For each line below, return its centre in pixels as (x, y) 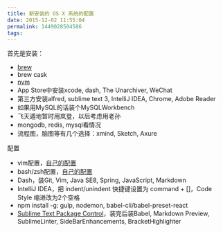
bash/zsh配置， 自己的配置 (55, 172)
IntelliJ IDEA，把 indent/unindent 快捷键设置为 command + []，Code (115, 189)
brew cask (32, 75)
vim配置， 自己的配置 (47, 163)
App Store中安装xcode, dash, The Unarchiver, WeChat (95, 90)
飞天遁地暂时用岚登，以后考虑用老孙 (69, 116)
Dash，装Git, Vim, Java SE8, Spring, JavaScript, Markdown (102, 180)
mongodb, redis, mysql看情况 (59, 125)
